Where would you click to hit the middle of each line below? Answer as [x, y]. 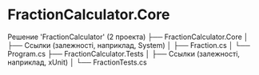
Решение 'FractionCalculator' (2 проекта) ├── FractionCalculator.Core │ [128, 37]
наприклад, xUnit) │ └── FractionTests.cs [77, 62]
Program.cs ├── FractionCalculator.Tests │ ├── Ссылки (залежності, [124, 53]
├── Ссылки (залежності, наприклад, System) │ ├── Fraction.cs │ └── [129, 45]
